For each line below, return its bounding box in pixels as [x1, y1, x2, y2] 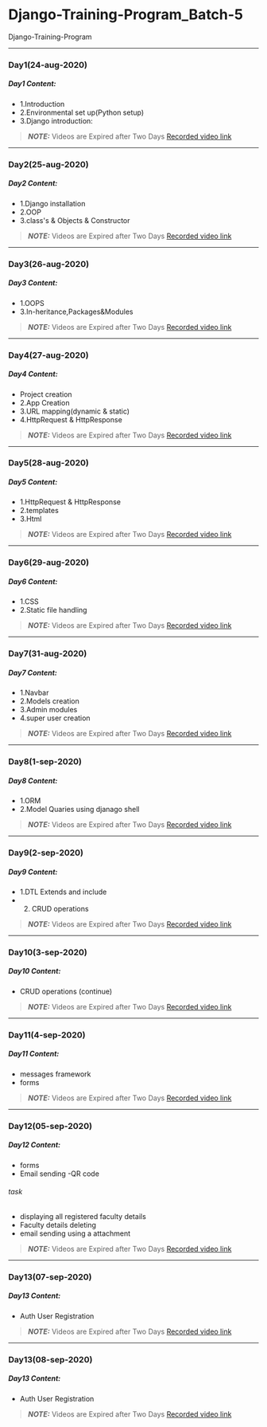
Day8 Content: [8, 775, 58, 786]
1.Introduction [19, 99, 65, 108]
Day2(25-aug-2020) [8, 159, 89, 170]
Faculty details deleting [19, 1220, 97, 1229]
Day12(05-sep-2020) [8, 1120, 93, 1131]
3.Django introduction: [19, 116, 93, 125]
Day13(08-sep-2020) [8, 1354, 93, 1365]
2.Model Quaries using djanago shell [19, 805, 140, 814]
